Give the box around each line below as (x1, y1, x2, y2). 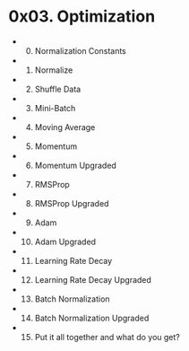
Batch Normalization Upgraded (34, 312, 150, 323)
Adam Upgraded (34, 236, 96, 247)
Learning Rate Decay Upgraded (34, 274, 151, 285)
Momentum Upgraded (34, 160, 117, 171)
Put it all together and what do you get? (34, 331, 180, 342)
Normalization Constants (34, 45, 126, 56)
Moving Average (34, 121, 96, 132)
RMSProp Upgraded (34, 197, 109, 208)
